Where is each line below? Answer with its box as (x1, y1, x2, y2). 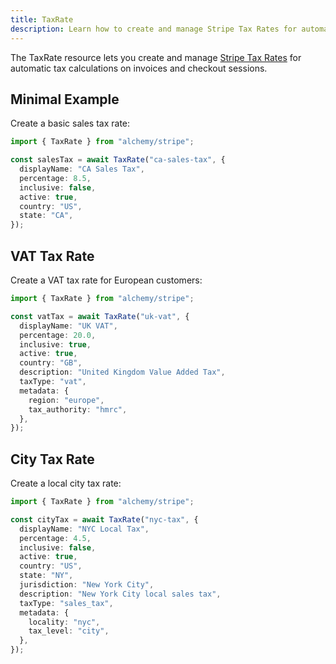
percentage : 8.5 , (19, 173, 92, 183)
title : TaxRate (10, 14, 74, 25)
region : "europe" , (28, 395, 105, 405)
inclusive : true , (19, 339, 92, 350)
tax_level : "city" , (28, 626, 110, 636)
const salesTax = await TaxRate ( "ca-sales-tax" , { (10, 155, 226, 165)
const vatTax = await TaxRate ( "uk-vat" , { (10, 311, 190, 321)
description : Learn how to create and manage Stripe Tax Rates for (10, 24, 298, 34)
